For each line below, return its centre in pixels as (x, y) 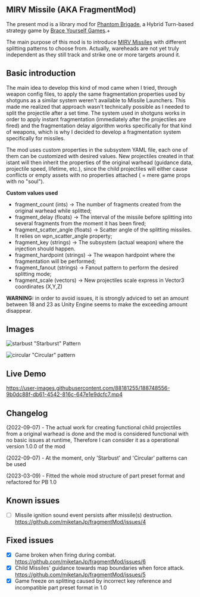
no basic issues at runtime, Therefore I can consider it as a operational (93, 440)
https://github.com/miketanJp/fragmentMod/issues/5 (80, 574)
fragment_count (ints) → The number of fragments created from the (98, 204)
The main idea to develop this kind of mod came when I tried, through (92, 87)
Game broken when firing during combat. (65, 555)
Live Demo (26, 374)
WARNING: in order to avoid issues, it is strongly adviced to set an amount (97, 298)
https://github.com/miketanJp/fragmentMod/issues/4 (80, 521)
